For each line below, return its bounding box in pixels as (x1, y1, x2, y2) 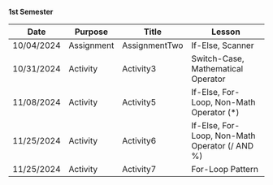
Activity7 (121, 164, 157, 174)
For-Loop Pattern (190, 164, 258, 174)
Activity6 (121, 136, 157, 146)
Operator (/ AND (190, 140, 254, 151)
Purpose (74, 26, 108, 37)
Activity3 (121, 63, 157, 74)
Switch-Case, (190, 53, 245, 64)
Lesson (210, 26, 241, 37)
